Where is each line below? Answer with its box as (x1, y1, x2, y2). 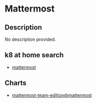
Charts (4, 79, 27, 87)
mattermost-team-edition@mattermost (11, 92, 92, 98)
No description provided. (4, 36, 56, 42)
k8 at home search (4, 51, 64, 59)
